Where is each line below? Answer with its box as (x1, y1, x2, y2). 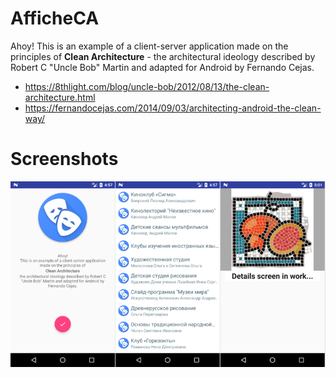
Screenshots (10, 148, 119, 171)
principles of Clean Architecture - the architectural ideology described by (10, 50, 316, 62)
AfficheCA (10, 7, 100, 30)
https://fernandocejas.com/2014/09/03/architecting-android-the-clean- (24, 102, 322, 114)
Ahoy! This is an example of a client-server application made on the (10, 40, 289, 52)
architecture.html (24, 91, 96, 103)
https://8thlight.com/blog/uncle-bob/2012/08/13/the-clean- (24, 80, 270, 92)
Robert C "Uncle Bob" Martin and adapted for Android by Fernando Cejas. (10, 61, 315, 73)
